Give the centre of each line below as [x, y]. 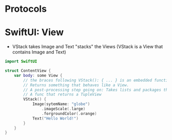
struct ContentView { [28, 71]
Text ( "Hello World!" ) [55, 118]
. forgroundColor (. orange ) [69, 113]
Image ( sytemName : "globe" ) [61, 104]
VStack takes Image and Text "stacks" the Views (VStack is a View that [88, 47]
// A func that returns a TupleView [62, 95]
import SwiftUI [21, 62]
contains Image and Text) [39, 52]
